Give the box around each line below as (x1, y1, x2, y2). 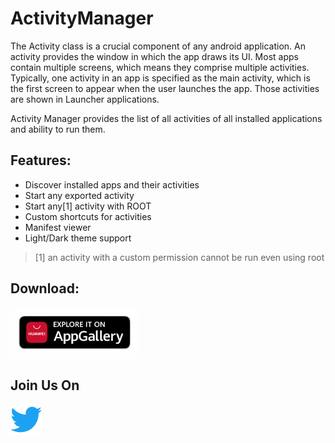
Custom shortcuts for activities (24, 210, 152, 222)
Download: (10, 280, 80, 297)
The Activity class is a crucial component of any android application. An (10, 40, 307, 52)
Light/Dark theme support (24, 232, 132, 244)
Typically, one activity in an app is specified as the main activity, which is (10, 72, 311, 84)
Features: (10, 152, 72, 169)
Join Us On (10, 377, 80, 394)
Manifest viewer (24, 221, 92, 233)
